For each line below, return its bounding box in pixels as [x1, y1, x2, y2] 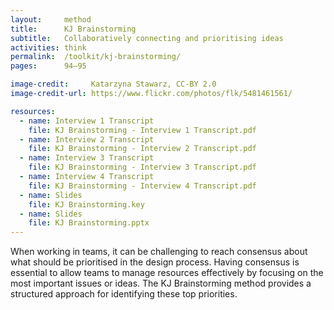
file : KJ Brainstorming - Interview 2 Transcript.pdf [28, 144, 257, 154]
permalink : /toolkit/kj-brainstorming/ [10, 52, 182, 62]
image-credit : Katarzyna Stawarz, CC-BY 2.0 [10, 79, 217, 90]
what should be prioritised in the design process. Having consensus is [10, 256, 300, 268]
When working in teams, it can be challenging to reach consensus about [10, 246, 308, 258]
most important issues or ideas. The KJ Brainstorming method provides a [10, 277, 312, 290]
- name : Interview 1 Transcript [19, 116, 155, 126]
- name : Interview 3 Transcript [19, 153, 155, 163]
